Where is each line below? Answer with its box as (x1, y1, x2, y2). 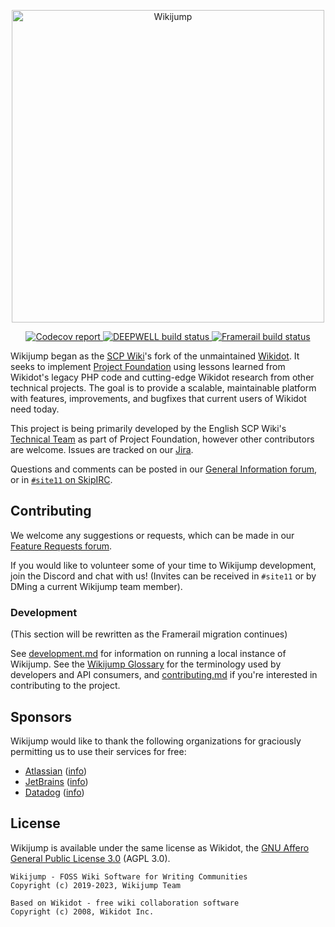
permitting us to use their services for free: (10, 745, 187, 757)
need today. (10, 403, 60, 415)
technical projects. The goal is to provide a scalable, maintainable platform (10, 382, 317, 394)
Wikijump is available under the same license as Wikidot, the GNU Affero (10, 841, 310, 854)
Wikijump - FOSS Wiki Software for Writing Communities (10, 871, 248, 882)
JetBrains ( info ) (24, 775, 89, 787)
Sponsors (10, 708, 72, 725)
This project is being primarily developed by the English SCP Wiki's (10, 423, 287, 434)
